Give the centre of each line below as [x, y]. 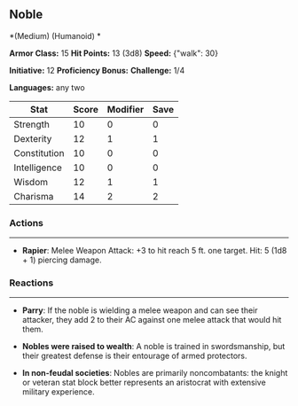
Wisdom [31, 182]
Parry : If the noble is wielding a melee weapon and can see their [140, 310]
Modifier [125, 109]
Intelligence [38, 168]
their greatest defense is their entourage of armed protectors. [134, 356]
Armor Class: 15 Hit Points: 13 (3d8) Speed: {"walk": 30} [114, 53]
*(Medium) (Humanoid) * [55, 35]
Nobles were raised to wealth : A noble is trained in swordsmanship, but [153, 347]
